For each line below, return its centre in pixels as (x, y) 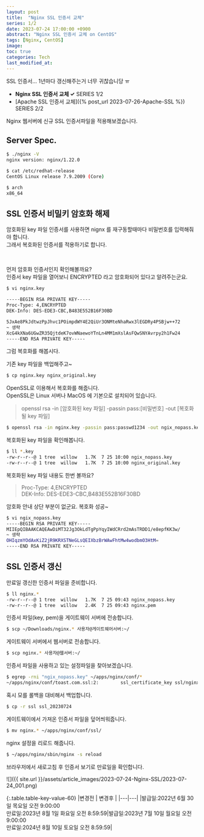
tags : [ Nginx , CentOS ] (35, 40)
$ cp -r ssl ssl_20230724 (39, 706)
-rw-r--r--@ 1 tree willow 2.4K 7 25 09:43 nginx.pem (81, 605)
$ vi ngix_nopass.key (34, 518)
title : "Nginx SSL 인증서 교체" (46, 18)
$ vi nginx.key (25, 289)
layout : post (23, 12)
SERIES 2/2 (29, 108)
